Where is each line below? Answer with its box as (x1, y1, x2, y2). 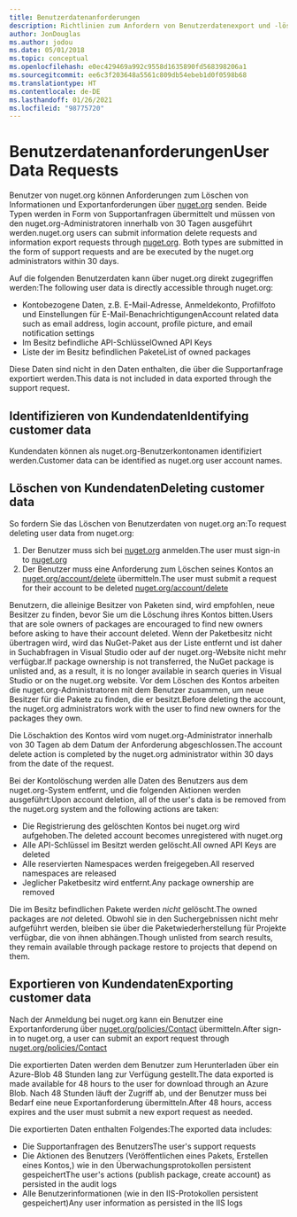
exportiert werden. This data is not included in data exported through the (9, 373, 272, 384)
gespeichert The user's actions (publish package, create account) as (21, 1169, 271, 1180)
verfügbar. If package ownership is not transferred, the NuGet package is (9, 656, 274, 667)
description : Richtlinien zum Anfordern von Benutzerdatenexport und (9, 21, 271, 30)
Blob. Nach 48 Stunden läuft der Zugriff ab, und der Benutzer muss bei (9, 1088, 267, 1098)
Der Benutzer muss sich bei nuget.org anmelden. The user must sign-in (21, 544, 280, 555)
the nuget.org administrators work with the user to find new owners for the (9, 703, 281, 714)
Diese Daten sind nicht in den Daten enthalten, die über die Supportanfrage (9, 364, 284, 375)
